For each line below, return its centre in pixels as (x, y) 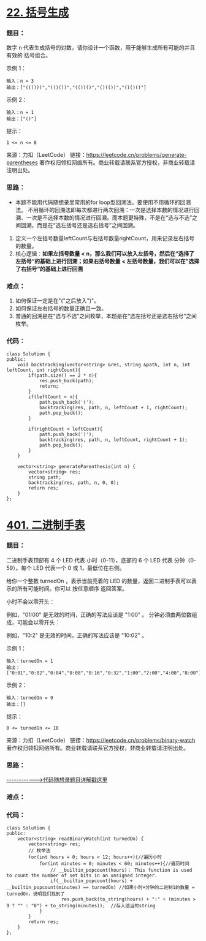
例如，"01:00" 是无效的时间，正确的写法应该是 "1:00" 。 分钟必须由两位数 (99, 614)
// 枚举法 (40, 851)
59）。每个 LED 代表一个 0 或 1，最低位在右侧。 (66, 568)
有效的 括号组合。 (29, 55)
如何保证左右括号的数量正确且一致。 (61, 308)
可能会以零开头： (38, 622)
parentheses (22, 162)
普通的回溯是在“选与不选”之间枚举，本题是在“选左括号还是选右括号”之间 (106, 316)
